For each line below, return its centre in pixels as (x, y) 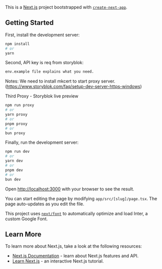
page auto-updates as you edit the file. (45, 204)
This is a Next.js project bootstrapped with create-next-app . (66, 7)
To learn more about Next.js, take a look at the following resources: (74, 246)
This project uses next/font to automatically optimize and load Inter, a (77, 213)
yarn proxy (16, 115)
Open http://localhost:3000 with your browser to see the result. (70, 189)
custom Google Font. (27, 219)
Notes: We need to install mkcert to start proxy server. (60, 81)
